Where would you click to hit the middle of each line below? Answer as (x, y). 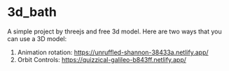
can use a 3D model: (37, 38)
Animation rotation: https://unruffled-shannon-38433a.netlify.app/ (113, 52)
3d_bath (32, 12)
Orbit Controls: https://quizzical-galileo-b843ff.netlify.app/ (102, 59)
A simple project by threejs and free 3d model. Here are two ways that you (114, 31)
